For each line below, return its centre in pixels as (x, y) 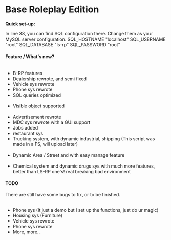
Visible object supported (39, 106)
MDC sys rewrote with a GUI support (51, 122)
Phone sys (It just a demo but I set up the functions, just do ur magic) (85, 210)
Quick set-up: (20, 24)
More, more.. (26, 232)
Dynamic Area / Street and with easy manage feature (69, 155)
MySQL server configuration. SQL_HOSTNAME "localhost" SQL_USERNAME (86, 39)
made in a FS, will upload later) (45, 144)
